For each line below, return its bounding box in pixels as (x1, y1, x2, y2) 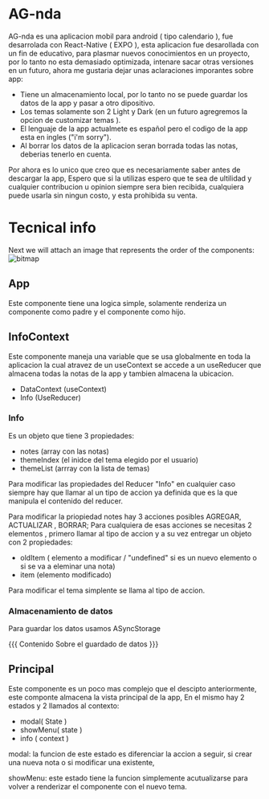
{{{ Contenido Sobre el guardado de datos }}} (8, 639, 159, 649)
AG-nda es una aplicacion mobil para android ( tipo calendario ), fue (8, 31, 234, 41)
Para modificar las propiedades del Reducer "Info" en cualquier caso (8, 479, 235, 488)
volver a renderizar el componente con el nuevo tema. (8, 781, 187, 791)
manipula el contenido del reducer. (8, 495, 123, 506)
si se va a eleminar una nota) (19, 561, 116, 571)
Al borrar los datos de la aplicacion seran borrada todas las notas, (19, 141, 238, 150)
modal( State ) (19, 716, 67, 726)
